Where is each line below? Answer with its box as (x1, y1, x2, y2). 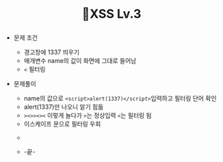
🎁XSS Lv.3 (81, 6, 142, 22)
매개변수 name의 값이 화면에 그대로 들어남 (23, 57, 137, 65)
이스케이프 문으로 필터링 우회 (23, 120, 101, 129)
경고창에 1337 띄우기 (23, 48, 80, 57)
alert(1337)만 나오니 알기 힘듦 (23, 103, 104, 111)
